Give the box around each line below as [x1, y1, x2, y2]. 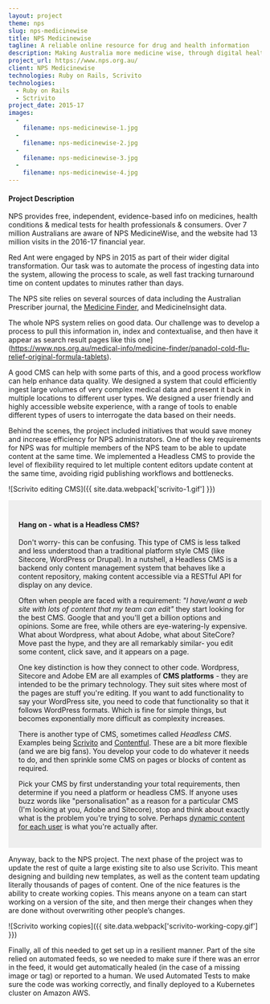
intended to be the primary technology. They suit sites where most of [18, 680, 247, 690]
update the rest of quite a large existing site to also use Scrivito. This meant [8, 863, 258, 873]
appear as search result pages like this [8, 335, 137, 345]
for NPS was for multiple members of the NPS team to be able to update [8, 443, 247, 453]
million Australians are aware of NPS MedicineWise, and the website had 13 [8, 228, 258, 238]
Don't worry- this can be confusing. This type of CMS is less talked [18, 538, 241, 547]
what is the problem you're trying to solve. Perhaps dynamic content [18, 813, 245, 823]
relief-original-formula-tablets [8, 352, 107, 362]
